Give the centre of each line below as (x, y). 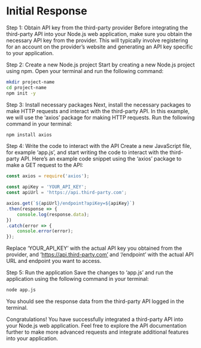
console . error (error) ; (45, 231)
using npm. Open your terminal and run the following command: (85, 71)
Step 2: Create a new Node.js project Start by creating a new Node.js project (100, 65)
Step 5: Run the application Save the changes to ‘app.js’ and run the (90, 273)
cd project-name (26, 87)
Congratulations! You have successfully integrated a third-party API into (95, 319)
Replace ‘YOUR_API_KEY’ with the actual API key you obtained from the (94, 248)
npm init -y (21, 93)
